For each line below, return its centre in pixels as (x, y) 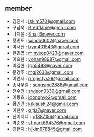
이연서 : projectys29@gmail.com (46, 78)
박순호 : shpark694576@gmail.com (49, 123)
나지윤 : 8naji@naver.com (38, 34)
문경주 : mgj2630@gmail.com (43, 72)
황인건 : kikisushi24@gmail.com (45, 104)
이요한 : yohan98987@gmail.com (46, 59)
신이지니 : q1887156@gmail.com (45, 116)
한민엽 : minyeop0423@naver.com (48, 53)
